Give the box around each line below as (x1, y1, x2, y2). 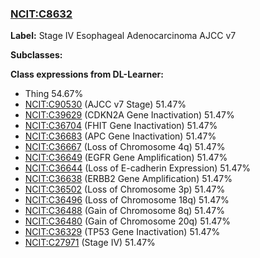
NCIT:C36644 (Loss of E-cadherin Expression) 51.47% (24, 162, 252, 174)
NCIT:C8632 (10, 7, 73, 21)
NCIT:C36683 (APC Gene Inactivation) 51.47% (24, 130, 217, 142)
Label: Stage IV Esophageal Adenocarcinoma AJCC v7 (10, 30, 237, 42)
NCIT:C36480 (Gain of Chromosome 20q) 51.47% (24, 215, 231, 227)
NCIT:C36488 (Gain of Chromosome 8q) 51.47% (24, 205, 226, 217)
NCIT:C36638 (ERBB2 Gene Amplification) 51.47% (24, 173, 233, 185)
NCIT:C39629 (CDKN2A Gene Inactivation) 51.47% (24, 109, 235, 121)
